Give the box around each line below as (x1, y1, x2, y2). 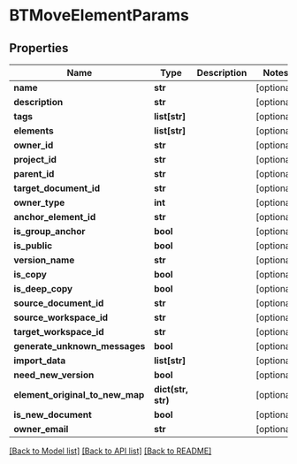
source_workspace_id (13, 311, 109, 323)
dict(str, (154, 384, 188, 395)
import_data (13, 354, 66, 367)
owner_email (13, 423, 69, 435)
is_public (13, 240, 53, 252)
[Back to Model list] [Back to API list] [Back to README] (9, 445, 212, 456)
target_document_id (13, 182, 100, 194)
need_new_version (13, 369, 95, 381)
